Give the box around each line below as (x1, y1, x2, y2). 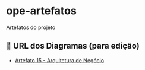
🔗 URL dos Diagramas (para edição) (6, 41, 140, 51)
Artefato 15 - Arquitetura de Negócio (14, 56, 105, 63)
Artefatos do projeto (6, 24, 56, 31)
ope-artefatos (6, 4, 77, 18)
